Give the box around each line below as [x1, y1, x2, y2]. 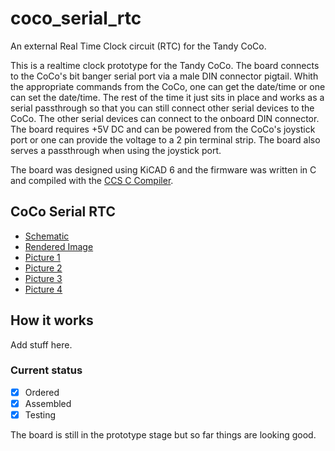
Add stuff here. [10, 338, 73, 351]
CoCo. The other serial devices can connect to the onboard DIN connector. [10, 112, 320, 124]
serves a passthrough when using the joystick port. [10, 144, 222, 156]
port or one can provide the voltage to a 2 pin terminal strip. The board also [10, 133, 321, 146]
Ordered [24, 386, 60, 398]
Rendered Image [24, 240, 94, 252]
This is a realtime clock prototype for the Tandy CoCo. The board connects [10, 59, 320, 71]
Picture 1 [24, 251, 61, 263]
